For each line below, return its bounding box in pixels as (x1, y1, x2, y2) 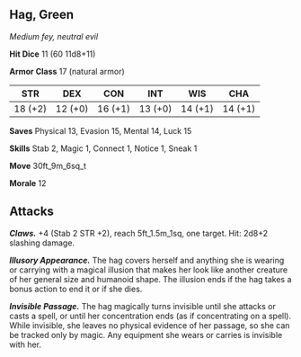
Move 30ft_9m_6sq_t (9, 160, 87, 171)
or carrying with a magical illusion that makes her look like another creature (9, 264, 288, 275)
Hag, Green (9, 7, 75, 22)
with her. (9, 339, 42, 350)
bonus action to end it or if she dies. (9, 283, 143, 294)
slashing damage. (9, 237, 75, 248)
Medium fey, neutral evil (9, 31, 99, 41)
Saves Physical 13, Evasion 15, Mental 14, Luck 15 (9, 125, 192, 136)
